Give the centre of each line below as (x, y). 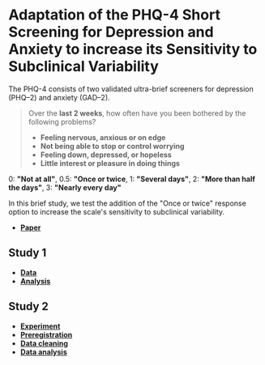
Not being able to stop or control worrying (112, 146)
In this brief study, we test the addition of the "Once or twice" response (128, 203)
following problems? (62, 121)
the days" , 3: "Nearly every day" (65, 187)
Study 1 (28, 253)
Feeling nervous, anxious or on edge (103, 137)
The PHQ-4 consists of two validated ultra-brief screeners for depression (131, 89)
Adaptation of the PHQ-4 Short (115, 15)
